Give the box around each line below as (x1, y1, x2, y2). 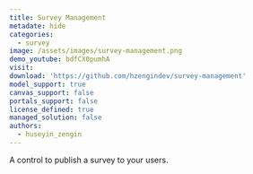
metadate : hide (9, 22, 66, 30)
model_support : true (9, 80, 87, 89)
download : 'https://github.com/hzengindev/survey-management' (9, 72, 247, 81)
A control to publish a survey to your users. (9, 154, 169, 165)
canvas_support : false (9, 88, 94, 97)
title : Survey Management (9, 13, 106, 22)
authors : (9, 122, 42, 131)
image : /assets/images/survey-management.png (9, 47, 182, 56)
